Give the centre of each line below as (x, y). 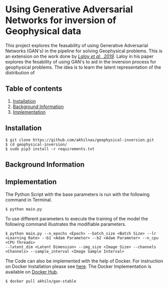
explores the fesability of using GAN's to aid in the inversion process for (81, 61)
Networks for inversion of (61, 20)
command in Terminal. (29, 200)
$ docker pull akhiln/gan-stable (41, 281)
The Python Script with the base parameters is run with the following (77, 194)
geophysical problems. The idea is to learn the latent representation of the (83, 67)
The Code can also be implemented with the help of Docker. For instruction (84, 261)
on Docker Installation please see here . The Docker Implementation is (78, 266)
